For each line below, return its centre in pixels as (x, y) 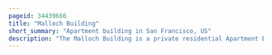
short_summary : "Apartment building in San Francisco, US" (110, 31)
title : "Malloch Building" (54, 23)
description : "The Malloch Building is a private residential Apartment (134, 38)
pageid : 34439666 (38, 16)
